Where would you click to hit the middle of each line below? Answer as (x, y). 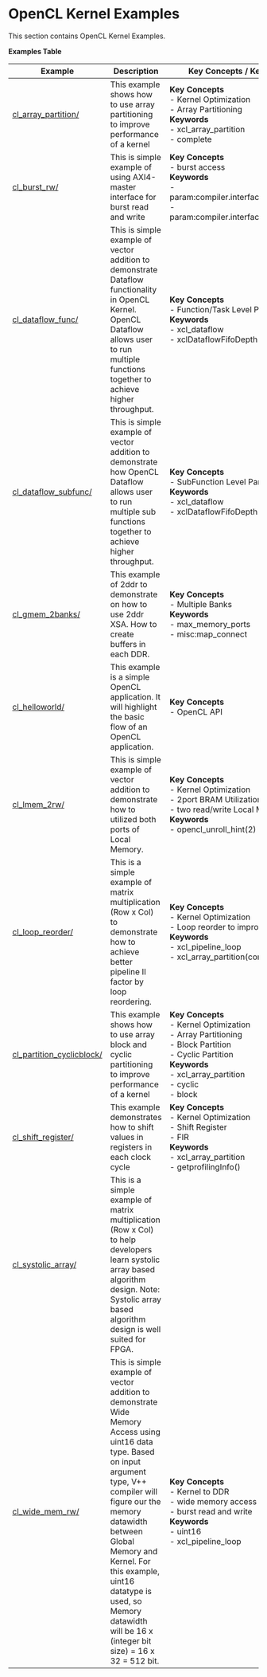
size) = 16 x (132, 1651)
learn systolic (135, 1260)
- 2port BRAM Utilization (216, 799)
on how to (129, 604)
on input (126, 1461)
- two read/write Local (212, 809)
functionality (133, 289)
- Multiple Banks (201, 604)
